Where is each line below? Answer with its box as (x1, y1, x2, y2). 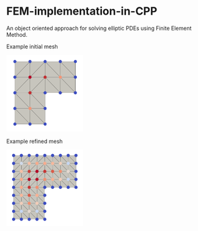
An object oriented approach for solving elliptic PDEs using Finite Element (6, 24, 192, 32)
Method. (6, 31, 28, 38)
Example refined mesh (6, 137, 63, 145)
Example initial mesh (6, 43, 58, 50)
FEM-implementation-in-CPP (6, 4, 158, 18)
